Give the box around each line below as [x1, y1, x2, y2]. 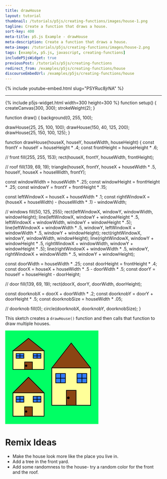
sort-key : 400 [5, 29, 35, 34]
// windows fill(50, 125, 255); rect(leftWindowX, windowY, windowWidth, [5, 209, 153, 215]
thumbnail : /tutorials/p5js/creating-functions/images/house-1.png [5, 18, 148, 23]
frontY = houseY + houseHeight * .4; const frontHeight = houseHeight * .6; [5, 145, 158, 151]
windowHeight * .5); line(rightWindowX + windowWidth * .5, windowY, [5, 246, 149, 252]
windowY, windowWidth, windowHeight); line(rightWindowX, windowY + [5, 235, 154, 241]
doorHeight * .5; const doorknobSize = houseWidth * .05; [5, 296, 123, 302]
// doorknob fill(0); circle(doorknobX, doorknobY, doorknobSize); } [5, 306, 141, 312]
